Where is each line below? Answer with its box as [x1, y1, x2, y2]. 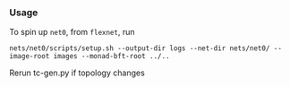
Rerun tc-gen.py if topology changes [9, 67, 145, 78]
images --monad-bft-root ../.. [53, 52, 170, 61]
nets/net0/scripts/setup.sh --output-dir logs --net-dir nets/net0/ [9, 44, 270, 53]
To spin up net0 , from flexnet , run [9, 27, 135, 38]
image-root [9, 52, 50, 61]
